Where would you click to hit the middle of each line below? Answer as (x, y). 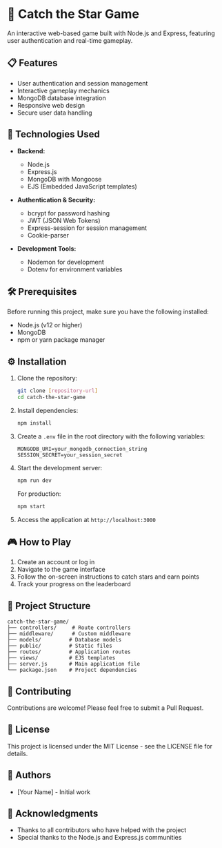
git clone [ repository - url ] (57, 391)
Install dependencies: (48, 410)
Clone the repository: (47, 378)
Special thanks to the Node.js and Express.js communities (99, 838)
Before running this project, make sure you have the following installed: (108, 312)
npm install (34, 423)
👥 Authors (29, 775)
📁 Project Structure (49, 606)
